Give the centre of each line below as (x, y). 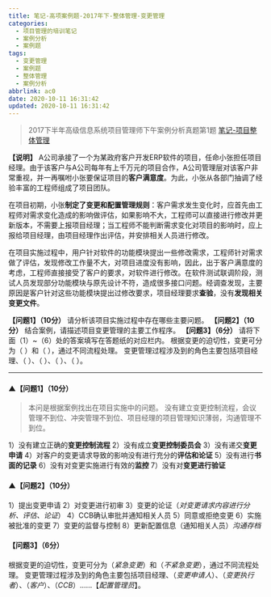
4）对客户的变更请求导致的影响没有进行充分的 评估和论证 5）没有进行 (139, 455)
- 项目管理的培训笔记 (46, 31)
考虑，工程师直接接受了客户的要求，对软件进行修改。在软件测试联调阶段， (132, 273)
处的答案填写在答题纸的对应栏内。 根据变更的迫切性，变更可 (155, 341)
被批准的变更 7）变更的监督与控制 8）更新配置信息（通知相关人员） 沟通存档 (135, 525)
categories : (28, 23)
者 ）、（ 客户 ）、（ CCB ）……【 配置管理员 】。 (77, 585)
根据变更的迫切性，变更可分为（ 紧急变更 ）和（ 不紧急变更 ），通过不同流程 (130, 565)
